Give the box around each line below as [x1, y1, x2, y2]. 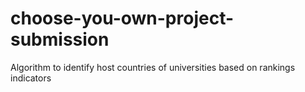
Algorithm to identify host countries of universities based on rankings [10, 61, 296, 73]
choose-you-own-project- [10, 7, 235, 30]
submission [10, 28, 110, 51]
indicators [10, 72, 52, 84]
